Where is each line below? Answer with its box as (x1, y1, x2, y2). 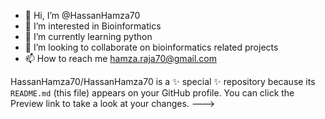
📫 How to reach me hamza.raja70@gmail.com (24, 53, 217, 64)
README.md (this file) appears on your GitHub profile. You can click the (10, 87, 295, 99)
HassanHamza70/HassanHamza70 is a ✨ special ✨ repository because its (10, 76, 316, 87)
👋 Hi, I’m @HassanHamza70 (24, 10, 141, 21)
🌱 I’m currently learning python (24, 31, 153, 42)
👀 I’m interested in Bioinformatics (24, 20, 162, 32)
